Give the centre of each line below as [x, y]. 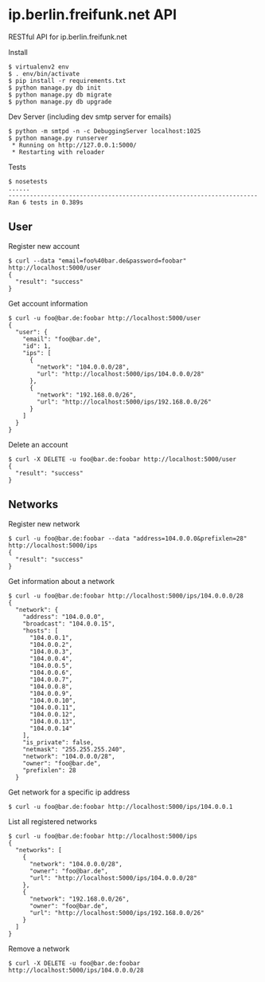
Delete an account [38, 444]
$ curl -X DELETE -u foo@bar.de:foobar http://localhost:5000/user [123, 459]
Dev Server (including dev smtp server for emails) [90, 116]
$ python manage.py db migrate [60, 95]
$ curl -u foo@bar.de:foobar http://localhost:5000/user [105, 318]
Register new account [44, 246]
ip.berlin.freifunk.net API [93, 15]
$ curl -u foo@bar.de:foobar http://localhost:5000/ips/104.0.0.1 [121, 807]
